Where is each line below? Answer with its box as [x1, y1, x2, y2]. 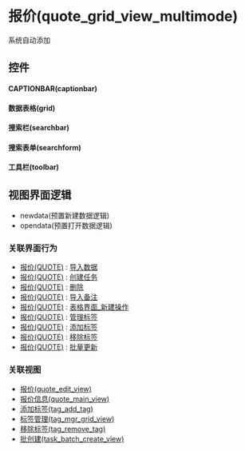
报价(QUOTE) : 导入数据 [19, 262, 98, 272]
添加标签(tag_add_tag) [19, 404, 93, 413]
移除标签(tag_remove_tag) [19, 424, 106, 433]
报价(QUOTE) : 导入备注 [19, 293, 98, 302]
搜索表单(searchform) [8, 142, 81, 152]
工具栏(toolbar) [8, 162, 60, 172]
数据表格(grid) [8, 103, 56, 113]
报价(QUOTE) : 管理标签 [19, 313, 98, 322]
